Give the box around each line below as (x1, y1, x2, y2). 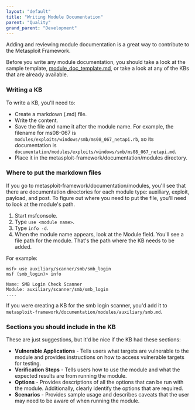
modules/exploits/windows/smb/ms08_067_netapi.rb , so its (14, 135, 154, 143)
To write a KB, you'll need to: (6, 99, 76, 106)
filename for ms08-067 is (14, 129, 76, 136)
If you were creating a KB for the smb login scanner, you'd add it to (6, 301, 168, 309)
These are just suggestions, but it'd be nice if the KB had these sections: (6, 336, 181, 343)
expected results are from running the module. (14, 372, 127, 379)
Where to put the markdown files (6, 168, 101, 177)
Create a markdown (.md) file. (14, 110, 87, 117)
